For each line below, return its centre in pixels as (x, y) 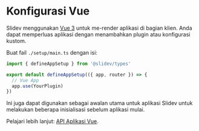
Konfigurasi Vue (48, 11)
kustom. (16, 41)
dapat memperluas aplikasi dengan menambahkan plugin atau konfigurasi (98, 34)
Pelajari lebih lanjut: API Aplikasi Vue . (52, 121)
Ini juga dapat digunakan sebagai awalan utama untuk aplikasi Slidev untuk (99, 103)
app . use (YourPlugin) (38, 86)
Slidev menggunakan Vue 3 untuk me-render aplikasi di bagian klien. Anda (99, 28)
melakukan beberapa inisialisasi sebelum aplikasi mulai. (76, 110)
